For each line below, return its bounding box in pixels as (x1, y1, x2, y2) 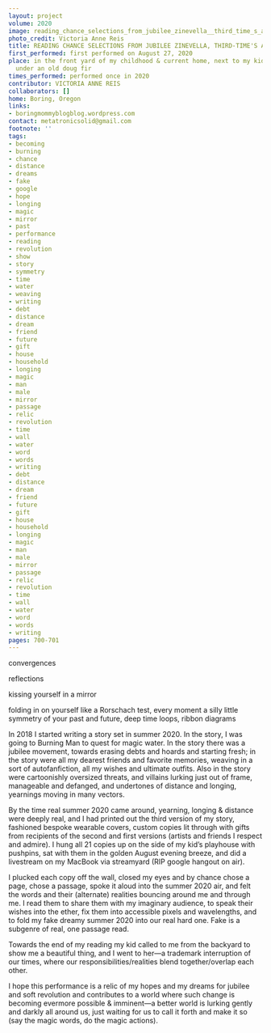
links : (8, 102, 31, 110)
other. (8, 966, 28, 976)
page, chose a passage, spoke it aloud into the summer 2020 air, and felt (8, 881, 252, 891)
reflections (8, 674, 44, 684)
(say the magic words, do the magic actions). (8, 1016, 159, 1026)
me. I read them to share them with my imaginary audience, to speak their (8, 899, 253, 908)
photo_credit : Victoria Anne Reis (8, 34, 125, 43)
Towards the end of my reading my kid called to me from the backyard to (8, 940, 251, 950)
